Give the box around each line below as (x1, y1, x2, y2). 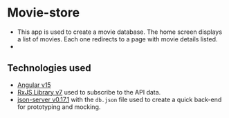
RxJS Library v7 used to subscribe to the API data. (17, 88, 161, 96)
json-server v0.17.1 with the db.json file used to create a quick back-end (17, 95, 222, 104)
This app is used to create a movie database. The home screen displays (17, 28, 223, 36)
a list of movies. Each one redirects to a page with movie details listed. (17, 35, 218, 43)
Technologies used (7, 62, 91, 74)
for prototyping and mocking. (17, 102, 101, 111)
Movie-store (7, 5, 80, 21)
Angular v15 (17, 81, 51, 89)
